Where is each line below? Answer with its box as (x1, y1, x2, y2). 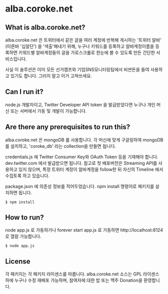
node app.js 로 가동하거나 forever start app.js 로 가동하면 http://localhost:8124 (5, 227, 163, 233)
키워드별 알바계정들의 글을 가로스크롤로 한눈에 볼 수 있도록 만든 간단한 (18, 50, 155, 55)
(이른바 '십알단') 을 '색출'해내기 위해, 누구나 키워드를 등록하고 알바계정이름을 (5, 43, 154, 49)
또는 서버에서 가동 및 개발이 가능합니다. (10, 108, 87, 114)
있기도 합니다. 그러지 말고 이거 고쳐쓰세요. (10, 73, 92, 78)
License (5, 257, 31, 265)
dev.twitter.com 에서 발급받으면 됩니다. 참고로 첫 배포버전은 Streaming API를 (5, 160, 157, 166)
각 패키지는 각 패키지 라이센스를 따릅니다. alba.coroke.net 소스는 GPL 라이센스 (5, 271, 159, 277)
